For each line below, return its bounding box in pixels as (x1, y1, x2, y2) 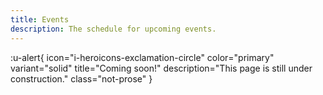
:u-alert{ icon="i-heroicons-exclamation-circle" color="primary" (10, 51, 275, 63)
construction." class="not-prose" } (10, 72, 153, 85)
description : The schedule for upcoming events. (10, 24, 217, 34)
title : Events (10, 14, 70, 25)
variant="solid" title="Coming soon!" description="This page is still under (10, 62, 313, 74)
